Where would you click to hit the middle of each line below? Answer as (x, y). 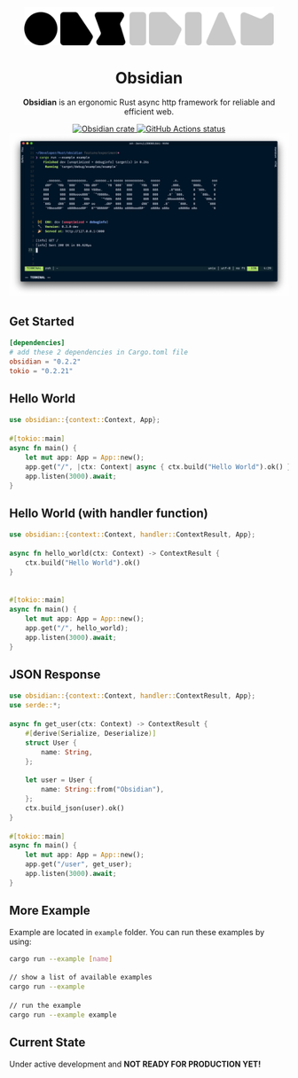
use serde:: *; (35, 706)
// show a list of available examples (81, 978)
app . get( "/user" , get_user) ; (79, 864)
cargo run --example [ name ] (61, 959)
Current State (47, 1043)
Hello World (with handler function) (109, 513)
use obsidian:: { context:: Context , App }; (85, 420)
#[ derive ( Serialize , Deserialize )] (91, 733)
